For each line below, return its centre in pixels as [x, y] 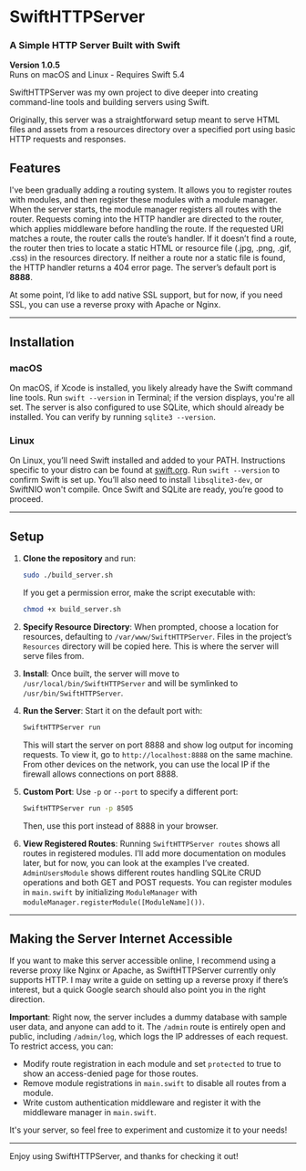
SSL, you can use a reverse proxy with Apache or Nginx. [115, 305]
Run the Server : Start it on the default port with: [112, 710]
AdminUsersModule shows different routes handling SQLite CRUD [142, 873]
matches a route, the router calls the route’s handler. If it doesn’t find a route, [153, 238]
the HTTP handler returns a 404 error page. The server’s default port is [143, 267]
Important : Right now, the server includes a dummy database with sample [148, 1017]
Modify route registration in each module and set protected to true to [152, 1064]
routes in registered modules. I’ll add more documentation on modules [154, 853]
